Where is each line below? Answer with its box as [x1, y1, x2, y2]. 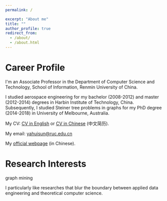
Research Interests [5, 158, 87, 170]
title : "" [5, 21, 26, 26]
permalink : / [5, 7, 33, 13]
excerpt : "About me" [5, 16, 49, 22]
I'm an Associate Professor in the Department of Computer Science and [5, 78, 155, 85]
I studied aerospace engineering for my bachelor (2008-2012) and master [5, 94, 159, 100]
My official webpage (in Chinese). [5, 140, 76, 146]
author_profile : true [5, 26, 51, 31]
